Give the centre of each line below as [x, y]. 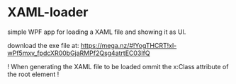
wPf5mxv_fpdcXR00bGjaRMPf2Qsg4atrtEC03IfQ [79, 53]
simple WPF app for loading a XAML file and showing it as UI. [97, 32]
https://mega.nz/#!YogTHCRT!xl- [129, 45]
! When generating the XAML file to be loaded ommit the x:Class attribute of [118, 66]
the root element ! [33, 74]
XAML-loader [48, 12]
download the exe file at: [43, 45]
